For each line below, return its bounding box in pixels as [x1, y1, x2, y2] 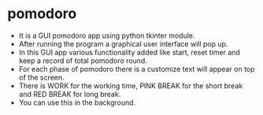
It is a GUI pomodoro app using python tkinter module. [18, 31, 195, 40]
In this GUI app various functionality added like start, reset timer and [18, 47, 241, 57]
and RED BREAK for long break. [18, 89, 121, 98]
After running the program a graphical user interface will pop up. [18, 39, 228, 48]
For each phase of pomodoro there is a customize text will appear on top [18, 64, 255, 73]
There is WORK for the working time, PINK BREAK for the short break [18, 80, 243, 91]
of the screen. [18, 72, 65, 82]
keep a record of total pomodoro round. [18, 56, 147, 65]
